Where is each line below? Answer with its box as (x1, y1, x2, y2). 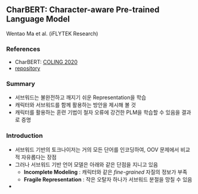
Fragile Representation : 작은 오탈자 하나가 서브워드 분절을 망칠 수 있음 (23, 175, 193, 183)
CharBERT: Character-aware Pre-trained (6, 5, 160, 15)
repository (14, 65, 41, 72)
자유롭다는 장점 (21, 153, 57, 161)
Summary (6, 80, 36, 88)
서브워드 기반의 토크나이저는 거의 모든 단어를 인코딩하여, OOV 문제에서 (14, 146, 180, 153)
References (6, 45, 41, 53)
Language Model (6, 14, 70, 24)
